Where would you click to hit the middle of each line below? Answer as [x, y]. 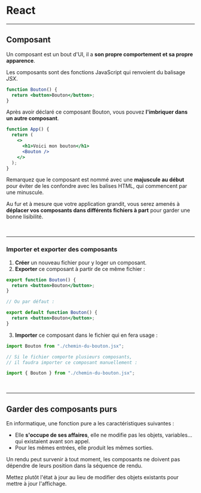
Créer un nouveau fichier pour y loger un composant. [81, 262]
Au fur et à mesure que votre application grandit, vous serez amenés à [93, 204]
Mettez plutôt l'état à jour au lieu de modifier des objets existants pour [92, 477]
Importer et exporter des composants [62, 249]
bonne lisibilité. [25, 217]
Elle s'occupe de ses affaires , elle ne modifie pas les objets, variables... [103, 435]
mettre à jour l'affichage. [36, 484]
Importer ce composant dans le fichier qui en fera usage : [86, 335]
